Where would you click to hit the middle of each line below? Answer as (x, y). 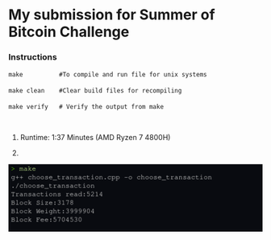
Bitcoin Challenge (69, 32)
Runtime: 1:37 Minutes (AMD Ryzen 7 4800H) (95, 138)
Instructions (33, 57)
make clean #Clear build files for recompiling (95, 91)
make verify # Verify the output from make (86, 107)
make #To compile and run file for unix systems (108, 75)
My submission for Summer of (112, 15)
